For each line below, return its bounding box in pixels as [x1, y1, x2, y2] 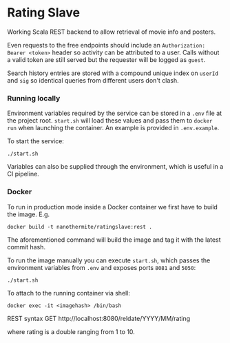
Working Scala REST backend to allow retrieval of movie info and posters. [7, 28, 216, 36]
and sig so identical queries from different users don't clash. [7, 76, 179, 84]
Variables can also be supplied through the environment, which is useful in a [7, 163, 224, 171]
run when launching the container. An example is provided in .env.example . [7, 124, 220, 132]
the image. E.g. [7, 210, 50, 218]
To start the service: [7, 137, 64, 145]
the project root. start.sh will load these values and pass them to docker [7, 116, 213, 125]
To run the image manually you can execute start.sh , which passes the [7, 256, 211, 264]
